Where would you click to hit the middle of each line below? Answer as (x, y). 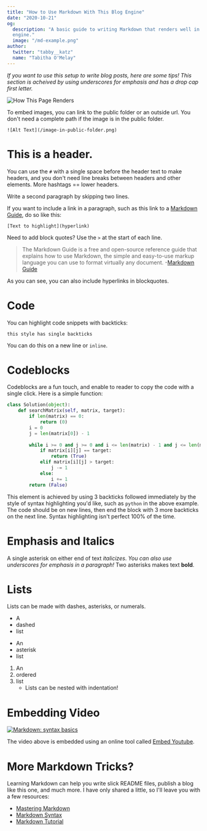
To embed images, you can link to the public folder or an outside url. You (99, 112)
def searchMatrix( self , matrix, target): (72, 411)
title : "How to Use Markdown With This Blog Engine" (76, 12)
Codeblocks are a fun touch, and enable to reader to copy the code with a (100, 387)
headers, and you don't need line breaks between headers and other (94, 178)
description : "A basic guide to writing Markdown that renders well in (106, 29)
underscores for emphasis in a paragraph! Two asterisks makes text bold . (101, 565)
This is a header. (50, 154)
